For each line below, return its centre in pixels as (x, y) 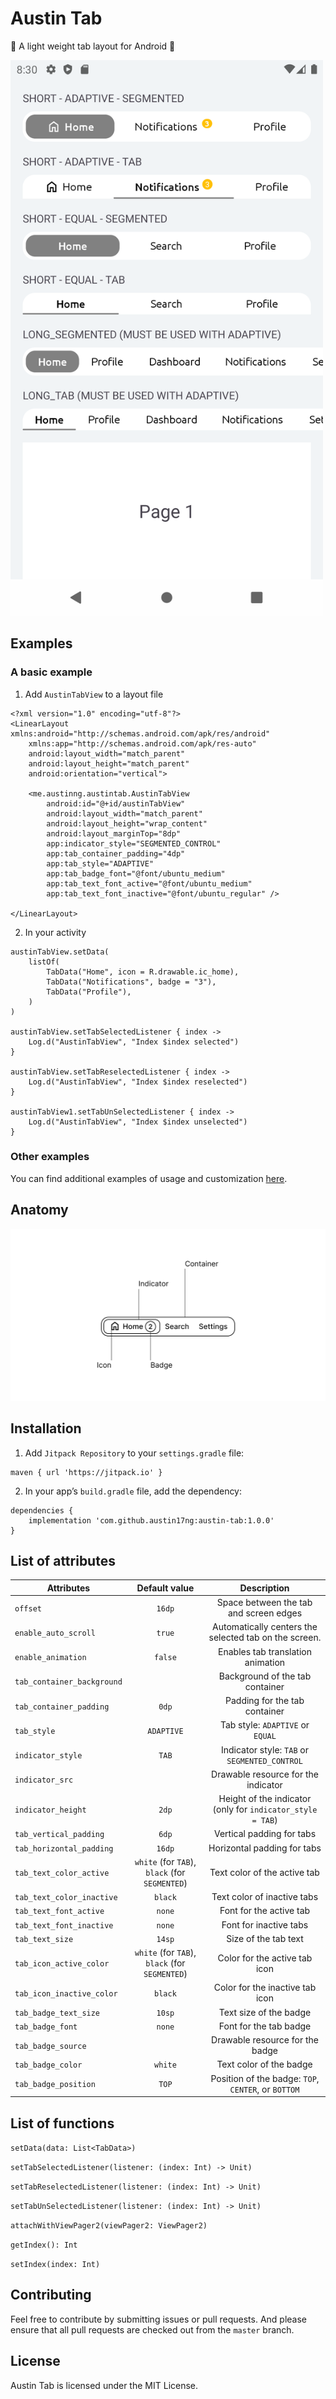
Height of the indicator (265, 1799)
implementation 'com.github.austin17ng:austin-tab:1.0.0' (151, 1520)
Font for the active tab (265, 1911)
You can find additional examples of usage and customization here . (149, 1178)
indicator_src (44, 1780)
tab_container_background (68, 1682)
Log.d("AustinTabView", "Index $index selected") (134, 1042)
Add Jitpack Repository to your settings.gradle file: (134, 1453)
